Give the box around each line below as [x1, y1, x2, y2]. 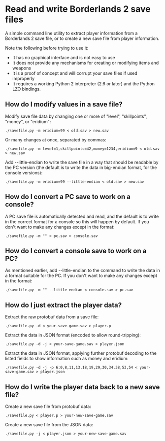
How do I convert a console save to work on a [5, 246, 147, 255]
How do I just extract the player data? [5, 301, 122, 309]
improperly [12, 75, 35, 81]
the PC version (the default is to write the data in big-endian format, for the [5, 164, 157, 170]
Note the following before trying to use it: [5, 45, 89, 51]
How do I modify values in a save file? [5, 100, 123, 109]
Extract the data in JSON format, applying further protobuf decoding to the [5, 350, 157, 356]
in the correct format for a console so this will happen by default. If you [5, 218, 149, 225]
